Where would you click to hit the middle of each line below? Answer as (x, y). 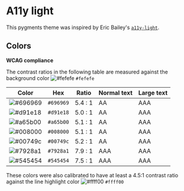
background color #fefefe (50, 78)
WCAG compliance (30, 60)
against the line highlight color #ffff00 (65, 182)
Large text (153, 93)
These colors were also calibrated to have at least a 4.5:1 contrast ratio (92, 175)
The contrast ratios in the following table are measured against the (87, 72)
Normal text (116, 93)
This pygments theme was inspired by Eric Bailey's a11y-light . (83, 27)
